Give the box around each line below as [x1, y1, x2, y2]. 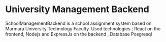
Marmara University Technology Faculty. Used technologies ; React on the [5, 25, 161, 31]
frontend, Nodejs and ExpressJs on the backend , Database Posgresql [5, 31, 152, 37]
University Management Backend [5, 4, 150, 15]
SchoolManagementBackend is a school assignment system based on [5, 20, 152, 26]
